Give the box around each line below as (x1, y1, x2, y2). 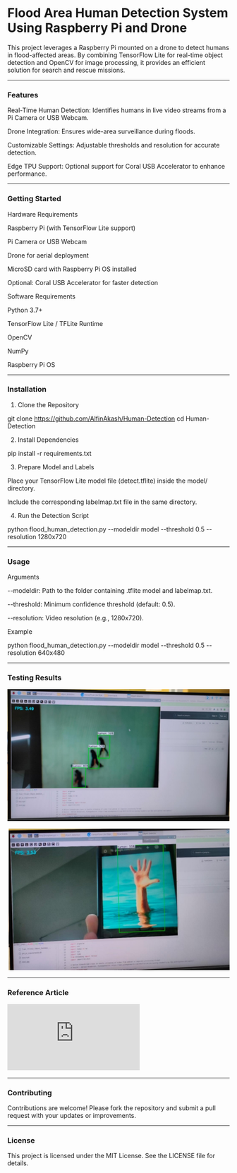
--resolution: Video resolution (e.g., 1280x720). (7, 614, 145, 622)
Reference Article (7, 987, 69, 997)
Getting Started (7, 194, 61, 204)
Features (7, 90, 39, 100)
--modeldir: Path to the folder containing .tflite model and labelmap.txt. (7, 586, 213, 595)
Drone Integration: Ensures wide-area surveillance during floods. (7, 127, 195, 136)
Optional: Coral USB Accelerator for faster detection (7, 278, 159, 287)
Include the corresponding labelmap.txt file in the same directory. (7, 498, 197, 506)
